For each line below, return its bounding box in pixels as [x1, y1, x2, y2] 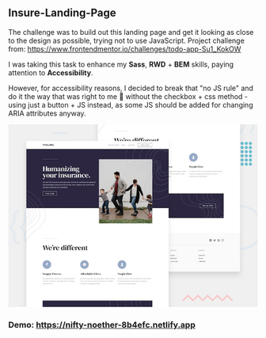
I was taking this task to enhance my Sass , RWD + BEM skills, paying [8, 59, 234, 69]
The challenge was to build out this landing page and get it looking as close [8, 27, 254, 36]
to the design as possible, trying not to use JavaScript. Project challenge [8, 36, 245, 45]
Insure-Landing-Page [8, 6, 116, 20]
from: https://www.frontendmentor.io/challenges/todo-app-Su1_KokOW [8, 44, 241, 54]
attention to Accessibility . [8, 67, 93, 78]
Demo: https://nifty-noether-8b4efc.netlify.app [8, 320, 196, 331]
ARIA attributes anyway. [8, 108, 86, 118]
